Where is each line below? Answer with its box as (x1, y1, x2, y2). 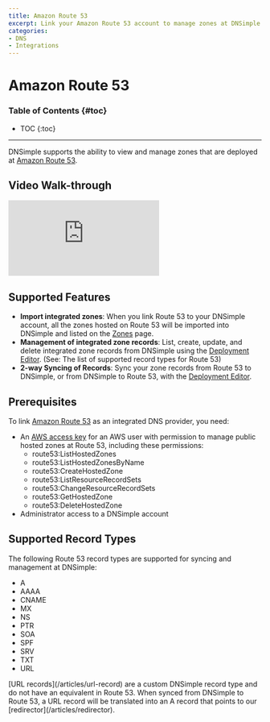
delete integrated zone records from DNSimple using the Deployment (19, 346, 250, 355)
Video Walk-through (8, 179, 112, 192)
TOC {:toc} (19, 123, 56, 133)
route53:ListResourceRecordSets (31, 475, 142, 484)
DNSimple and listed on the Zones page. (19, 329, 154, 338)
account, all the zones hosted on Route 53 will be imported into (19, 320, 230, 330)
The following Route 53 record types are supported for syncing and (8, 554, 231, 563)
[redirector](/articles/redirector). (8, 704, 115, 714)
